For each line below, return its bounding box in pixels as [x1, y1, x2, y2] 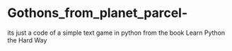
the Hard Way [7, 35, 47, 44]
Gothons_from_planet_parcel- [7, 5, 188, 21]
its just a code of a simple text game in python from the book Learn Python [7, 28, 226, 37]
